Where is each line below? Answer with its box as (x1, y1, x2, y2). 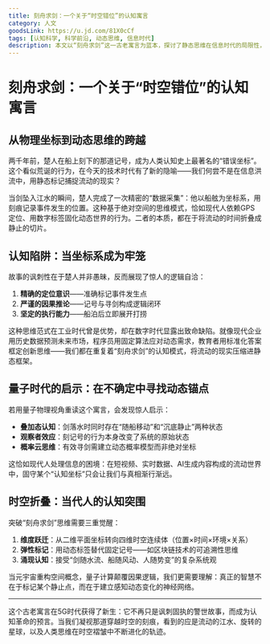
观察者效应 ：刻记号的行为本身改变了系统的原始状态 (19, 431, 190, 442)
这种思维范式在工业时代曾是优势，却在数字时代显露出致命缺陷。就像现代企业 (8, 326, 262, 336)
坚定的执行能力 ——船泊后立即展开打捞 (19, 308, 147, 318)
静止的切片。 (8, 223, 51, 233)
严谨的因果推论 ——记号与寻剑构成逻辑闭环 (19, 299, 162, 308)
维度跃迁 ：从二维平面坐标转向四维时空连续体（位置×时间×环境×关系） (19, 535, 253, 544)
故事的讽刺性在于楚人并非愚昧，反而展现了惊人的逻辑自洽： (8, 271, 206, 281)
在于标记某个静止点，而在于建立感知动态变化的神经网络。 (8, 581, 198, 591)
